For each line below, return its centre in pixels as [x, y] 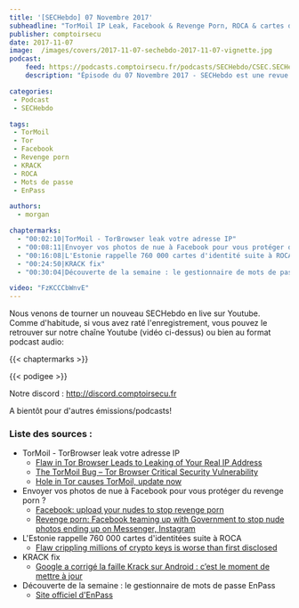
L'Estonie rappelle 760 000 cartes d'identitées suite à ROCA [132, 539]
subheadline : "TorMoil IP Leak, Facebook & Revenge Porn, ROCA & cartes [147, 26]
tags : [19, 124]
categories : [31, 91]
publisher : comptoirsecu [55, 34]
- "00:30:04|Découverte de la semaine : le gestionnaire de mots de [147, 272]
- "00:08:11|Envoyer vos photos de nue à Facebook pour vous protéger [151, 247]
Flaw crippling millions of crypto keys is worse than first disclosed [156, 547]
